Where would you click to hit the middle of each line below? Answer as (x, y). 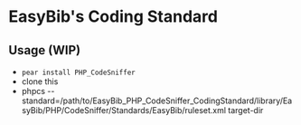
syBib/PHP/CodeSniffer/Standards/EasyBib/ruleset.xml (124, 110)
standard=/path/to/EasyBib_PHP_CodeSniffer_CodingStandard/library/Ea (157, 101)
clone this (40, 82)
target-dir (246, 110)
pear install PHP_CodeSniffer (79, 72)
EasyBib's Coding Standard (113, 17)
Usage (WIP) (45, 50)
